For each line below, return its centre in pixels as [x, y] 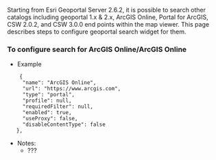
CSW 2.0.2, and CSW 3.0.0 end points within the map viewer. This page [108, 24]
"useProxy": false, [50, 119]
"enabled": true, [47, 113]
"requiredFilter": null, [58, 107]
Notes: [26, 144]
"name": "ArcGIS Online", [59, 83]
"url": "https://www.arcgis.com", [72, 89]
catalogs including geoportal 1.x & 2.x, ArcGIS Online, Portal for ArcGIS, [108, 17]
